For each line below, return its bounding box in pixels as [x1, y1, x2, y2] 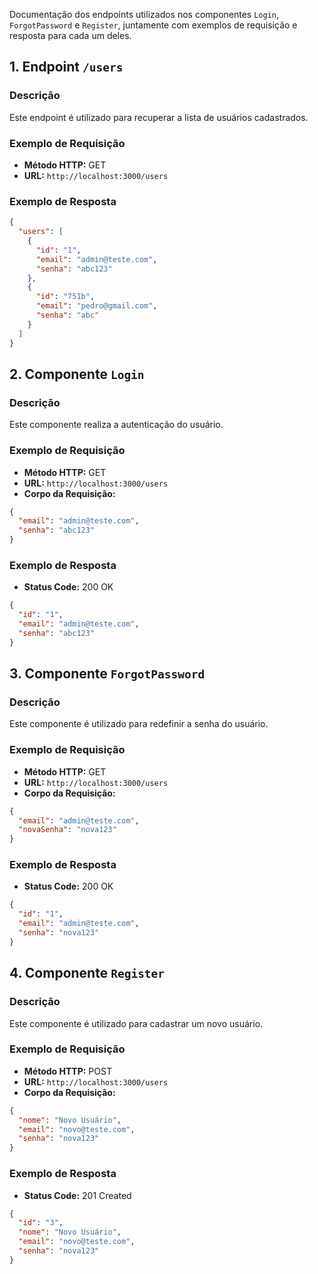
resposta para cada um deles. [9, 30, 132, 41]
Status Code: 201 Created [23, 1189, 132, 1201]
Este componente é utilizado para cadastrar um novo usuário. [9, 1017, 264, 1029]
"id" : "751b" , [35, 292, 96, 302]
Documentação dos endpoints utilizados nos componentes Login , [9, 9, 280, 20]
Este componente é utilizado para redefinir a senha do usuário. [9, 718, 269, 730]
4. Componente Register [9, 965, 166, 982]
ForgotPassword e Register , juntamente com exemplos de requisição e [9, 19, 298, 31]
